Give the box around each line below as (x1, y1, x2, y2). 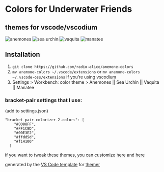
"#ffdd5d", (14, 135, 36, 140)
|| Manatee (12, 84, 34, 90)
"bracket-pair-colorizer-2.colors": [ (5, 117, 84, 123)
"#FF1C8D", (14, 126, 36, 131)
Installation (5, 50, 40, 59)
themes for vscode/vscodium (5, 23, 98, 32)
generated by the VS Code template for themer (5, 162, 100, 168)
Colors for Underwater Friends (5, 3, 133, 15)
